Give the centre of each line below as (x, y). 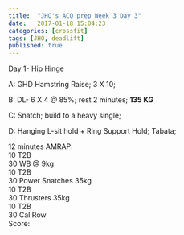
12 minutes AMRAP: (41, 146)
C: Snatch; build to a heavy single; (65, 115)
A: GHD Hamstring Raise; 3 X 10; (62, 85)
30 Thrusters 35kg (39, 198)
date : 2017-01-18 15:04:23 (57, 23)
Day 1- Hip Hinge (36, 68)
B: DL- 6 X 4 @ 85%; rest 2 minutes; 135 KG (81, 100)
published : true (35, 46)
